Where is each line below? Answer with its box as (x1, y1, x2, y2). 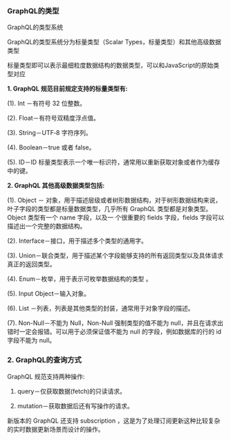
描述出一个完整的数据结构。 (7, 222, 86, 230)
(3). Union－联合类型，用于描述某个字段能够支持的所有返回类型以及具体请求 (7, 251, 223, 260)
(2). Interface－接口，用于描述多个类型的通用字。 (7, 237, 147, 245)
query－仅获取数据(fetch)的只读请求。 (17, 387, 127, 395)
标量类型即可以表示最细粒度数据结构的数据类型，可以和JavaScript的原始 (7, 61, 214, 70)
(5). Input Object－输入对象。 (7, 289, 91, 298)
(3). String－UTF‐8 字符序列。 (7, 129, 92, 137)
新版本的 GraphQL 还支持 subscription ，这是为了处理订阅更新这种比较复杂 (7, 416, 221, 425)
